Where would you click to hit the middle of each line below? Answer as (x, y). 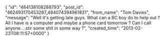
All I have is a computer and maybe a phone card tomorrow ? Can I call (78, 23)
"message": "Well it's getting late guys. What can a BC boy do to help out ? (83, 18)
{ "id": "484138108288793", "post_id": (45, 7)
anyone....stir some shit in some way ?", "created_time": (63, 28)
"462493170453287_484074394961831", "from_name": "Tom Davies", (77, 12)
